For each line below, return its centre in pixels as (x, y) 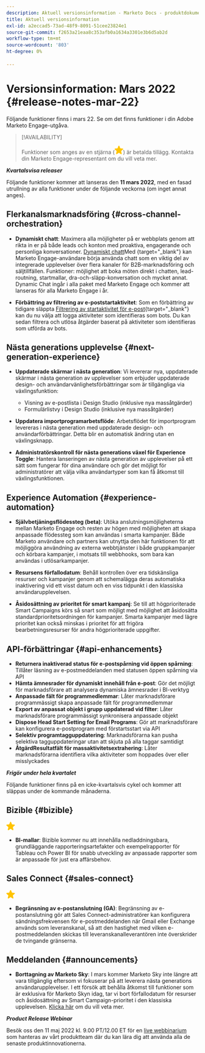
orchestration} (34, 224)
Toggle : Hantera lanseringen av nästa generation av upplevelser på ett (104, 459)
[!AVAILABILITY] (41, 137)
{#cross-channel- (146, 215)
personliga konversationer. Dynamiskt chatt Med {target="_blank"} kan (103, 251)
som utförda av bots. (41, 328)
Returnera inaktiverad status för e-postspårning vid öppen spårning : (104, 664)
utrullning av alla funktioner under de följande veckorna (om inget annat (96, 189)
